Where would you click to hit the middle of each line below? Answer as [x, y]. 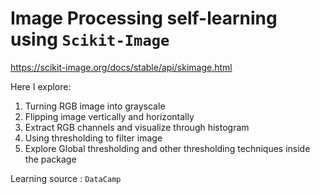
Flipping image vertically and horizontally [109, 116]
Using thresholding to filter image [93, 138]
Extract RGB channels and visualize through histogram [137, 127]
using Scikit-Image [90, 39]
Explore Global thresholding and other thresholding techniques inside [167, 148]
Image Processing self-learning [144, 18]
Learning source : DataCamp [66, 178]
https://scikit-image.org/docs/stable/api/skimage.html [121, 67]
